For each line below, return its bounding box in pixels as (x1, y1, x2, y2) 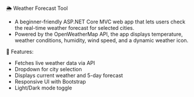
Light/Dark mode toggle (14, 84, 72, 91)
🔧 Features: (6, 49, 34, 55)
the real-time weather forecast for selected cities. (14, 25, 135, 31)
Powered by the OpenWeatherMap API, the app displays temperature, (14, 31, 183, 37)
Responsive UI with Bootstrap (14, 78, 86, 85)
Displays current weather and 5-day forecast (14, 72, 123, 79)
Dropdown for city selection (14, 66, 82, 72)
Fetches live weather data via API (14, 60, 96, 66)
